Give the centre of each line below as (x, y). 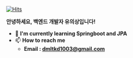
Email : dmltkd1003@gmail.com (64, 49)
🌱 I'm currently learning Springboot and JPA (71, 33)
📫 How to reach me (40, 40)
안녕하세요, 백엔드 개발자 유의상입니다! (51, 22)
